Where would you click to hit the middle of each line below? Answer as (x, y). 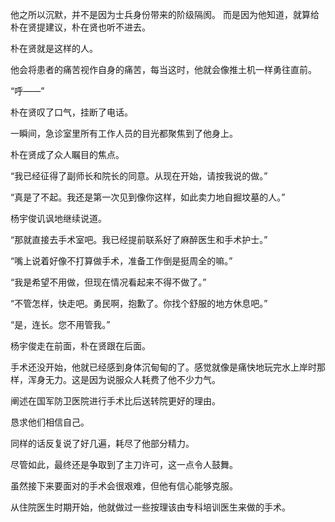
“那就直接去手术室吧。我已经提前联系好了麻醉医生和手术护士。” (139, 239)
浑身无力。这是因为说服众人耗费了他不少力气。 (124, 379)
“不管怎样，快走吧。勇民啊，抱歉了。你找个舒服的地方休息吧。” (139, 303)
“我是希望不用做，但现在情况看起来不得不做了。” (108, 282)
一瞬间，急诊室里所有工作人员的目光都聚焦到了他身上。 (124, 133)
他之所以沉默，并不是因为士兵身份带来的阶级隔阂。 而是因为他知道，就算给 (165, 14)
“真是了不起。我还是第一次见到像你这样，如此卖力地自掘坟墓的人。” (148, 197)
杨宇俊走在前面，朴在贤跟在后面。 (80, 346)
